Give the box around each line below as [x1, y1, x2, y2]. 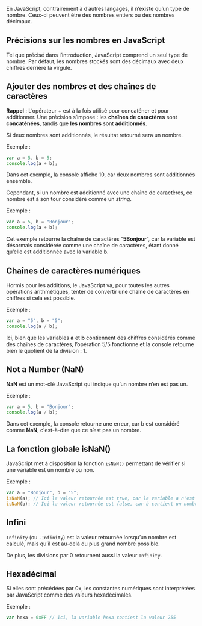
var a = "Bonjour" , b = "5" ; [6, 490, 79, 496]
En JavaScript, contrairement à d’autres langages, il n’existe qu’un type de [6, 5, 189, 12]
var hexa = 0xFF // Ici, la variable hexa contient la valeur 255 [6, 615, 176, 621]
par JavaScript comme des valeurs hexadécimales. [6, 591, 133, 598]
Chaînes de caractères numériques [6, 265, 141, 276]
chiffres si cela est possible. [6, 294, 76, 302]
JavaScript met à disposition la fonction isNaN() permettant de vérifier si [6, 460, 186, 467]
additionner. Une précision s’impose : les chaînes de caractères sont [6, 113, 177, 120]
